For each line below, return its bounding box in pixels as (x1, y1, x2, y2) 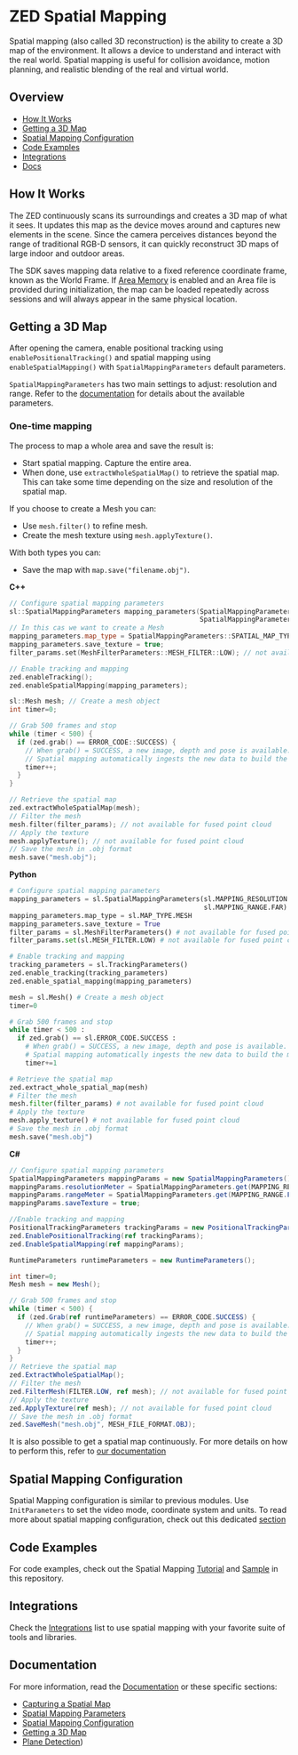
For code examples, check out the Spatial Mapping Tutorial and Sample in (9, 1563, 278, 1574)
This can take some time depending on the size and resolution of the (21, 476, 273, 487)
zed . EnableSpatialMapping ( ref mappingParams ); (9, 1239, 184, 1249)
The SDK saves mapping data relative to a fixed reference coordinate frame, (9, 265, 287, 276)
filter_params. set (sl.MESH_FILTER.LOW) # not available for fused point (9, 936, 284, 945)
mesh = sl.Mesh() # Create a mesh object (9, 993, 165, 1002)
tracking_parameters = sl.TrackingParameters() (9, 961, 189, 970)
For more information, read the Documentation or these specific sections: (9, 1681, 278, 1692)
